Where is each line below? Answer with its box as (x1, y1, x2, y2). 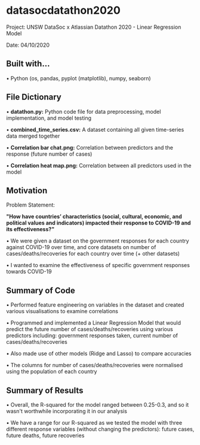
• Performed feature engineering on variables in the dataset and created (6, 301, 184, 308)
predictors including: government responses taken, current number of (6, 332, 178, 339)
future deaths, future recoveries (6, 432, 85, 439)
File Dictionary (6, 92, 61, 102)
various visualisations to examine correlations (6, 308, 118, 315)
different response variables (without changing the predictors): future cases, (6, 426, 195, 432)
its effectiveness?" (6, 226, 55, 233)
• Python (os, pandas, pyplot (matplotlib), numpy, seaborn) (6, 74, 151, 81)
